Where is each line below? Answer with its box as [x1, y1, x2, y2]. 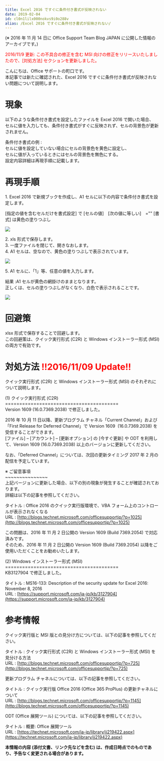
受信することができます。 [5, 429, 56, 435]
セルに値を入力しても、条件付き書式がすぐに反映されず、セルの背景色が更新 [5, 123, 159, 129]
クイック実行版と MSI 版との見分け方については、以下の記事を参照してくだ [5, 632, 157, 638]
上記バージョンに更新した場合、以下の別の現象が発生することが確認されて [5, 480, 155, 486]
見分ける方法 [5, 654, 31, 660]
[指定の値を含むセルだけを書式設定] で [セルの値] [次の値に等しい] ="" [5, 211, 153, 217]
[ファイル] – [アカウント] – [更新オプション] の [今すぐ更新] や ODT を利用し [5, 435, 158, 441]
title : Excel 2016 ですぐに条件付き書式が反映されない [5, 7, 107, 12]
